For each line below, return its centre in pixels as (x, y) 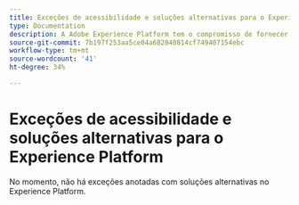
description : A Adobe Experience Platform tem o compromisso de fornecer (149, 34)
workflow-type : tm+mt (49, 51)
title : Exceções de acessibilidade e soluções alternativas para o (137, 17)
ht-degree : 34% (37, 68)
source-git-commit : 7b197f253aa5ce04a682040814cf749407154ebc (127, 42)
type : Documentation (48, 26)
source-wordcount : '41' (53, 59)
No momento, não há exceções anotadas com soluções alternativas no (139, 181)
